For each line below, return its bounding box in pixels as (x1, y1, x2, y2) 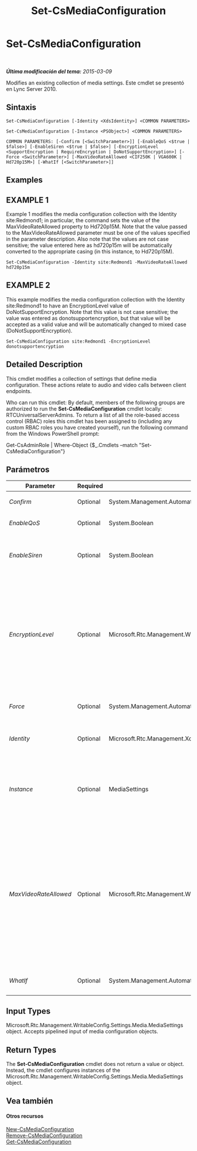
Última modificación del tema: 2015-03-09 (6, 67, 113, 75)
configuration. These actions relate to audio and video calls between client (6, 381, 186, 388)
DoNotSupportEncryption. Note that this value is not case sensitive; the (6, 308, 178, 315)
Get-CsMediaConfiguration (6, 1138, 72, 1145)
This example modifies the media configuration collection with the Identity (6, 296, 185, 303)
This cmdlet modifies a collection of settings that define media (6, 375, 157, 382)
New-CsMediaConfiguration (6, 1125, 74, 1133)
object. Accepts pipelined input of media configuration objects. (6, 1028, 158, 1035)
